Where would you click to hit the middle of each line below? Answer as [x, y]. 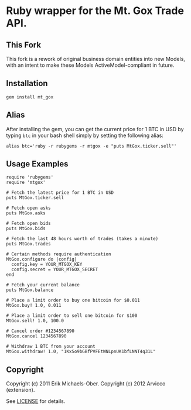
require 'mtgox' [26, 183]
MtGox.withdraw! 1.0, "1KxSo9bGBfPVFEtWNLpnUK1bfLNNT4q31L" [81, 352]
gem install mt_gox [30, 97]
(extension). [21, 390]
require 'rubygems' [30, 177]
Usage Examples [37, 164]
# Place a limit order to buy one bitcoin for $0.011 [73, 300]
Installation [27, 83]
